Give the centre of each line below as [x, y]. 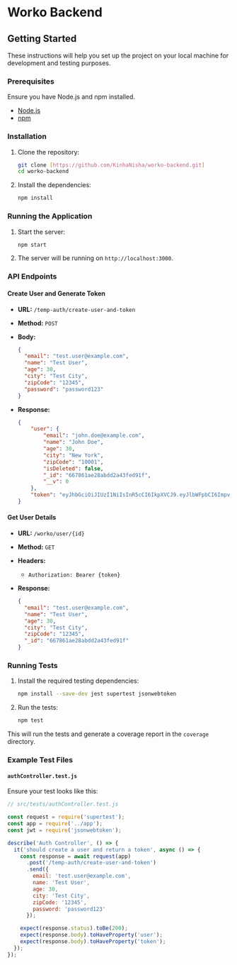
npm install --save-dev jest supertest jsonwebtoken [97, 694]
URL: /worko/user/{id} [51, 533]
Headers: [31, 561]
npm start [32, 245]
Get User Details [32, 518]
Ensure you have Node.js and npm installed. [71, 97]
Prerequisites [31, 81]
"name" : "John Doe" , [74, 442]
